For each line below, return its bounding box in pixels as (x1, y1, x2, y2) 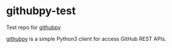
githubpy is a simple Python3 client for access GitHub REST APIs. (6, 35, 167, 42)
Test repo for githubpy (6, 24, 61, 31)
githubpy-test (6, 4, 76, 18)
